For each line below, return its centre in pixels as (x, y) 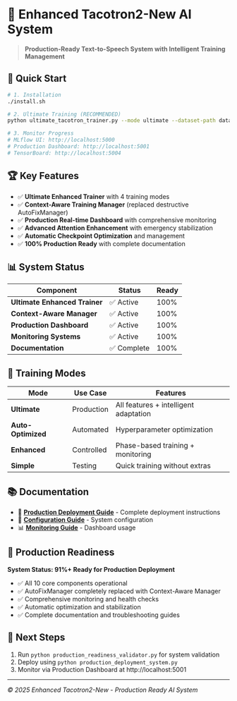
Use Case (90, 393)
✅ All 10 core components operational (73, 583)
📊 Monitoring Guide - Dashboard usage (77, 528)
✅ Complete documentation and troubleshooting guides (98, 615)
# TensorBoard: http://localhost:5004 (64, 153)
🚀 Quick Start (37, 79)
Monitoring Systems (46, 336)
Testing (85, 466)
